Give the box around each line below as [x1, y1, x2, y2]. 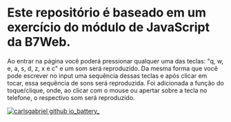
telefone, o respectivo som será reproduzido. [7, 93, 136, 101]
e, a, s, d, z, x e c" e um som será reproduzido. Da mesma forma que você [7, 64, 219, 72]
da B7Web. [7, 34, 71, 50]
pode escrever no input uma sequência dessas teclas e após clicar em [7, 71, 208, 80]
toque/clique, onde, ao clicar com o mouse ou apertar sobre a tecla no [7, 86, 208, 94]
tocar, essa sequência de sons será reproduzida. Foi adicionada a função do [7, 79, 224, 87]
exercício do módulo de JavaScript [7, 19, 210, 35]
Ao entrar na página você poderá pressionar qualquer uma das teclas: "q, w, [7, 57, 224, 65]
